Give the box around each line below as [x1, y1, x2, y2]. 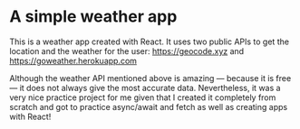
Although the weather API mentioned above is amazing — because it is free [9, 72, 292, 83]
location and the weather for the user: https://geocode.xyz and [9, 45, 245, 56]
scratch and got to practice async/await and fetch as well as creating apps [9, 101, 288, 112]
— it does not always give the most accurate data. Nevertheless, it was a [9, 82, 281, 93]
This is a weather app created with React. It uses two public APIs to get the [9, 36, 290, 47]
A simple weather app [9, 6, 178, 27]
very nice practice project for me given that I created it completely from [9, 92, 276, 103]
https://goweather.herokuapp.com [9, 55, 138, 66]
